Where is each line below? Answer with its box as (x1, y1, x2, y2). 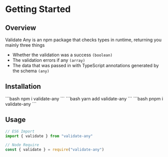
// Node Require (5, 142, 39, 147)
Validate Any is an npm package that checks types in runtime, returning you (5, 37, 162, 43)
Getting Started (5, 4, 71, 15)
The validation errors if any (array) (12, 57, 85, 63)
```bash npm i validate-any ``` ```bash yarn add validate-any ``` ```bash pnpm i (5, 95, 163, 101)
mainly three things (5, 42, 45, 48)
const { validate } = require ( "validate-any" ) (5, 147, 104, 152)
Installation (5, 82, 41, 91)
